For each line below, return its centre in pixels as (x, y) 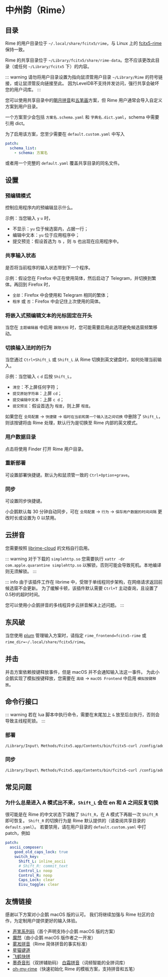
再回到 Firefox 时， (33, 284)
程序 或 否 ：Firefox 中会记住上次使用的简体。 (58, 301)
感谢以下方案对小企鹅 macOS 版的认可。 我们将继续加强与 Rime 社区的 (78, 914)
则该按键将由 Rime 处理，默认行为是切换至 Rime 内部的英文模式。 (73, 423)
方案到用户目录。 (23, 106)
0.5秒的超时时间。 (24, 594)
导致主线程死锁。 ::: (25, 721)
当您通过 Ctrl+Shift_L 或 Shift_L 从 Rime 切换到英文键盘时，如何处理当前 (81, 360)
